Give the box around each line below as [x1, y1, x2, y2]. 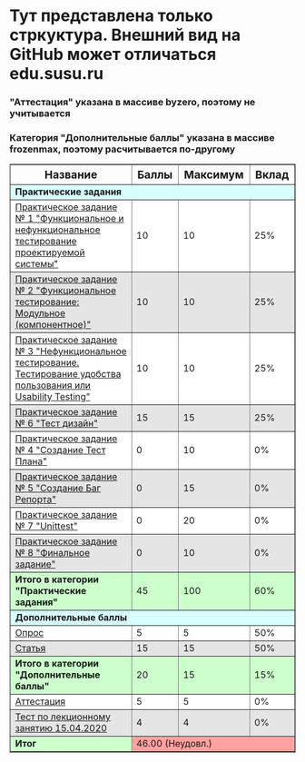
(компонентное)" [15, 319, 92, 331]
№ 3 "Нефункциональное [15, 345, 127, 357]
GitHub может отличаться [9, 45, 217, 64]
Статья [15, 642, 46, 654]
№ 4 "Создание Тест [15, 444, 106, 456]
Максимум [183, 167, 244, 183]
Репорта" [15, 493, 57, 505]
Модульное [15, 307, 66, 319]
